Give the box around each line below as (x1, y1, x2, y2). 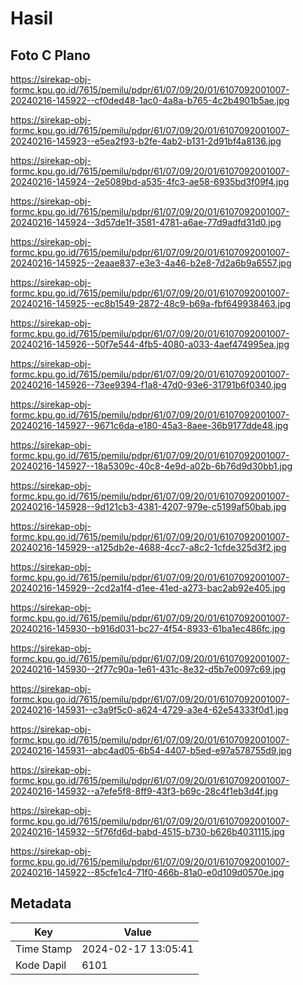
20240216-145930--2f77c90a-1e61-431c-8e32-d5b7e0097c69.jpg (10, 663, 287, 675)
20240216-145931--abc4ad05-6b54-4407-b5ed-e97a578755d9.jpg (10, 745, 292, 756)
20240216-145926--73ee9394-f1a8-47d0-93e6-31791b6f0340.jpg (10, 379, 287, 391)
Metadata (10, 895, 72, 912)
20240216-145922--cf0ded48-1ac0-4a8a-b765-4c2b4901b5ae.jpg (10, 95, 290, 106)
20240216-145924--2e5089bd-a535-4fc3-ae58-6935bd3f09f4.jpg (10, 176, 290, 187)
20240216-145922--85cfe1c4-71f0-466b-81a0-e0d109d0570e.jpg (10, 867, 285, 878)
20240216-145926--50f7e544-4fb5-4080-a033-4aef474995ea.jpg (10, 338, 290, 350)
